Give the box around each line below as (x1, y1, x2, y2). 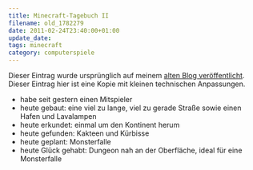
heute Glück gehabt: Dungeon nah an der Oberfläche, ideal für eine (19, 145, 243, 155)
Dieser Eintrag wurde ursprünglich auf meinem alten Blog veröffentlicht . (8, 71, 245, 80)
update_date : (8, 34, 52, 42)
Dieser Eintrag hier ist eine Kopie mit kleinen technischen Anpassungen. (8, 79, 246, 89)
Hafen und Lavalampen (19, 112, 98, 121)
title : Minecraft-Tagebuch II (8, 11, 110, 20)
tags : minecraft (8, 42, 62, 49)
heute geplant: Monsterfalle (19, 137, 112, 146)
